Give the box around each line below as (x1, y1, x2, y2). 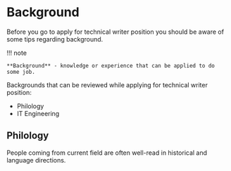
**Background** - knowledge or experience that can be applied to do (6, 62, 216, 69)
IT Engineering (16, 109, 60, 118)
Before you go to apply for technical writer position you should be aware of (6, 27, 225, 36)
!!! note (6, 49, 27, 57)
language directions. (6, 156, 66, 164)
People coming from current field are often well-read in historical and (6, 148, 208, 157)
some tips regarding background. (6, 34, 104, 43)
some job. (6, 68, 36, 75)
